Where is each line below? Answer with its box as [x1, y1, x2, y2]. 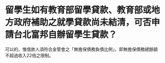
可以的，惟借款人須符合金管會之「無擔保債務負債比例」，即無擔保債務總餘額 [5, 46, 158, 52]
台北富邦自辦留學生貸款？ [14, 29, 117, 40]
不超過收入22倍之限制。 [5, 52, 54, 58]
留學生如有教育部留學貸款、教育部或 [5, 4, 152, 16]
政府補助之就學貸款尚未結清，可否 [14, 17, 152, 28]
